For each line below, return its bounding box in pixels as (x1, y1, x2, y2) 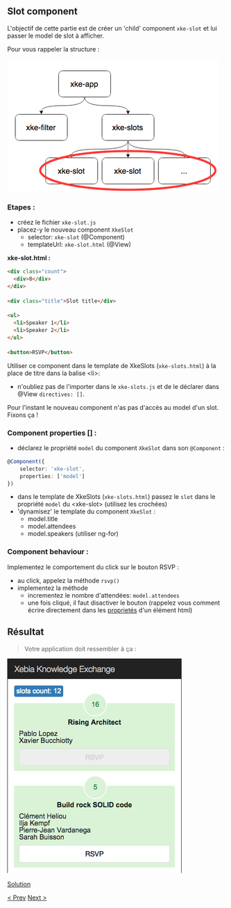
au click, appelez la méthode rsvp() (17, 576, 120, 584)
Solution (7, 879, 31, 888)
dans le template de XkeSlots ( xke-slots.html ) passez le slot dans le (17, 493, 216, 501)
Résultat (7, 626, 44, 638)
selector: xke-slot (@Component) (27, 233, 125, 241)
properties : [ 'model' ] (19, 472, 85, 479)
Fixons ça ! (7, 411, 38, 419)
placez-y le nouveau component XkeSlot (17, 225, 134, 234)
